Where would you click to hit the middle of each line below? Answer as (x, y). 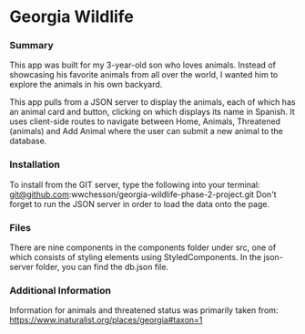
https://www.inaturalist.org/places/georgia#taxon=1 (106, 320)
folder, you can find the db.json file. (102, 267)
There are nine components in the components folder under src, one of (143, 247)
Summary (32, 46)
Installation (35, 164)
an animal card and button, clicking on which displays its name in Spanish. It (152, 112)
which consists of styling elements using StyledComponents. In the (136, 257)
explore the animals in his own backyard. (86, 85)
